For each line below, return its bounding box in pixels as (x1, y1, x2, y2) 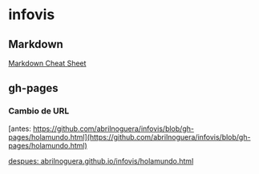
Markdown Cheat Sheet (8, 58, 87, 68)
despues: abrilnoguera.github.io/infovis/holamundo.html (8, 156, 194, 165)
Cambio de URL (8, 105, 70, 117)
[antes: (8, 124, 32, 133)
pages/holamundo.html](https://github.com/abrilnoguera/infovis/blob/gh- (8, 132, 251, 141)
